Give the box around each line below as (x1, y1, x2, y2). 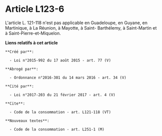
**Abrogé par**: (5, 67, 38, 71)
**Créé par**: (5, 49, 34, 54)
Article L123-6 (5, 3, 65, 15)
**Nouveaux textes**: (5, 118, 50, 123)
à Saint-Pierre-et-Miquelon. (5, 30, 61, 36)
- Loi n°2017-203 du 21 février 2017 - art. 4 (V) (9, 92, 116, 97)
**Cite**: (5, 101, 26, 106)
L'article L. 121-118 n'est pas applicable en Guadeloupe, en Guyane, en (5, 20, 148, 26)
